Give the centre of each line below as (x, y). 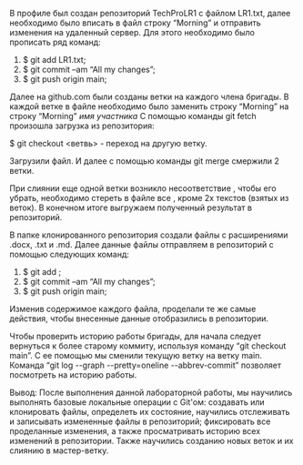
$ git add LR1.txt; (54, 60)
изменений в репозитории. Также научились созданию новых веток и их (151, 441)
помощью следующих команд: (70, 254)
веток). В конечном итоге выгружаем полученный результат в (131, 207)
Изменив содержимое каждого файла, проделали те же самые (133, 309)
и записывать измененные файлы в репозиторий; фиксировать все (140, 421)
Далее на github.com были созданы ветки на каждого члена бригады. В (149, 96)
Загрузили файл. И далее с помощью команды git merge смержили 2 (145, 161)
